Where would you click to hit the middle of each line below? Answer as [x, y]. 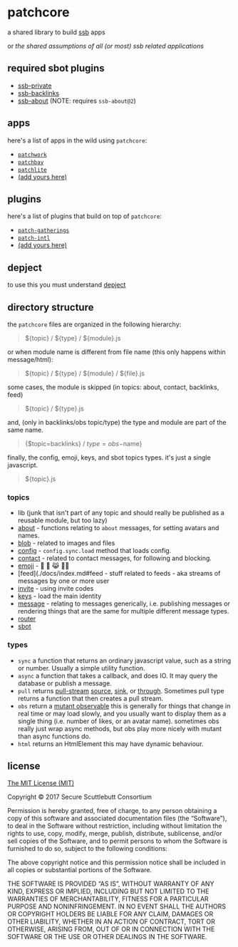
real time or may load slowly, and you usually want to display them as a [122, 713]
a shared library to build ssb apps [56, 32]
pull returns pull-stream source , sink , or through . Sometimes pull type [121, 690]
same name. [26, 430]
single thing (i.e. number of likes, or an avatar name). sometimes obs [118, 721]
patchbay [31, 162]
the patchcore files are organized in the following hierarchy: [94, 324]
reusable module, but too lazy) [63, 520]
